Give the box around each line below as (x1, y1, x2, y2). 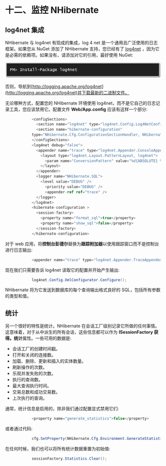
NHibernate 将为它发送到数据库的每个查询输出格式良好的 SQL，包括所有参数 (5, 287, 161, 293)
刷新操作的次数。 (12, 364, 47, 370)
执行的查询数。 (12, 377, 43, 383)
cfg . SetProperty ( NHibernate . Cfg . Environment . (31, 436, 127, 441)
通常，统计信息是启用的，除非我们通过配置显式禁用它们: (5, 406, 120, 412)
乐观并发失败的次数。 (12, 371, 56, 377)
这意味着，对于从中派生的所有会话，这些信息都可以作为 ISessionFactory (5, 329, 153, 335)
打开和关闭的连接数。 (12, 352, 56, 358)
